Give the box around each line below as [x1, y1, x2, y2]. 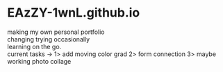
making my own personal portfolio [7, 28, 105, 36]
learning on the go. [7, 42, 62, 51]
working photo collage [7, 57, 72, 65]
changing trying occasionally [7, 35, 90, 43]
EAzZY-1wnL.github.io [7, 5, 140, 21]
